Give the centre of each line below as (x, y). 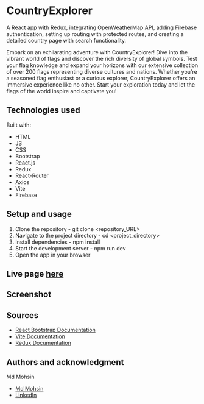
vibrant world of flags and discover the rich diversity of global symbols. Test (102, 58)
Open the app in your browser (53, 255)
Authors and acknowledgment (65, 362)
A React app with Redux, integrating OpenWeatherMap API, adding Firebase (102, 27)
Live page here (35, 274)
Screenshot (29, 295)
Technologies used (43, 110)
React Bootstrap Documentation (55, 330)
